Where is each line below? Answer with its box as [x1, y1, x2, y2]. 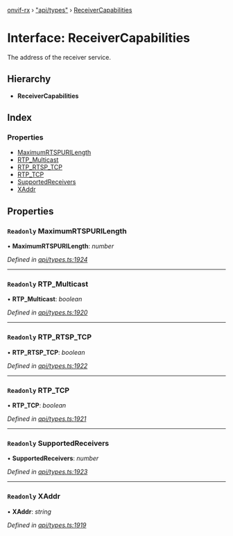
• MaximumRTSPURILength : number [7, 242, 114, 251]
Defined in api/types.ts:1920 [7, 308, 88, 317]
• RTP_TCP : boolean [7, 401, 67, 410]
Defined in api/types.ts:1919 [7, 521, 87, 529]
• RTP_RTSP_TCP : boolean [7, 348, 85, 356]
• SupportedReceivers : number [7, 454, 99, 462]
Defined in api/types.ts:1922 [7, 361, 88, 370]
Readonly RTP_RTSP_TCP [7, 333, 92, 342]
